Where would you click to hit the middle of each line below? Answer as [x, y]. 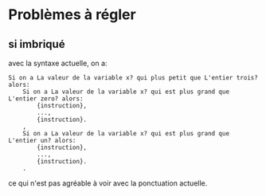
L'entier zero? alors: [46, 99]
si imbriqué [37, 44]
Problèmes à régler [72, 15]
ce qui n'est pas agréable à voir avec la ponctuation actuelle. [108, 183]
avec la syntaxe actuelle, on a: [58, 63]
